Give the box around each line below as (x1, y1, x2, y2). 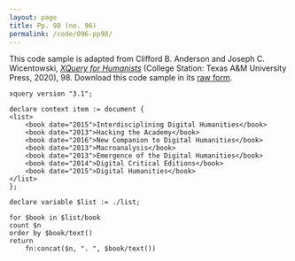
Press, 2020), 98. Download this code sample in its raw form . (9, 73, 233, 83)
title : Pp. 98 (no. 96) (9, 21, 97, 30)
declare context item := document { (9, 105, 144, 114)
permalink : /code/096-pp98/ (9, 29, 113, 38)
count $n (9, 221, 42, 230)
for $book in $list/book (9, 213, 101, 222)
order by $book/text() (9, 229, 93, 238)
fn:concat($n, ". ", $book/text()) (25, 244, 157, 253)
